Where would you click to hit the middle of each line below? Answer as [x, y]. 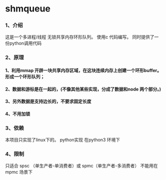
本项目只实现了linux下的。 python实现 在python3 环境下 [63, 140]
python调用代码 [25, 43]
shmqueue [28, 9]
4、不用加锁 [18, 113]
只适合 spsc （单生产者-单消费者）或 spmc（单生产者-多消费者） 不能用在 [82, 166]
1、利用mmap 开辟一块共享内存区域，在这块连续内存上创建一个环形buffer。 [83, 70]
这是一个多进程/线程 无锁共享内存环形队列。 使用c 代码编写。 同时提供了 [80, 37]
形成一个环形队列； [25, 76]
